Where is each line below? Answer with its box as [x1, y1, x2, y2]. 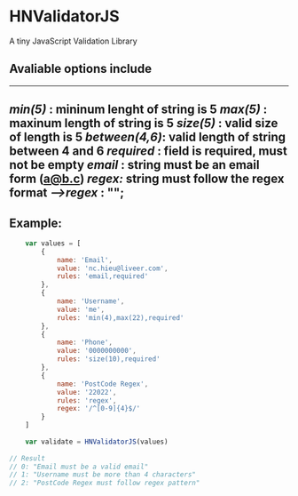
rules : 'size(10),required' [56, 355, 161, 364]
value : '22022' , [56, 388, 117, 396]
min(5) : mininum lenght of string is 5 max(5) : [9, 102, 268, 117]
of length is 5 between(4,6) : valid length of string [9, 130, 286, 145]
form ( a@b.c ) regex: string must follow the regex [9, 172, 285, 187]
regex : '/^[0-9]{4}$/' [56, 404, 141, 413]
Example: [9, 215, 62, 230]
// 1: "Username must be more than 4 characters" [9, 470, 197, 479]
